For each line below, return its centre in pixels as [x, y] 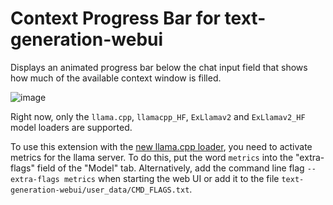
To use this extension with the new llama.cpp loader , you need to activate [161, 146]
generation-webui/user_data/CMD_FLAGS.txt [100, 190]
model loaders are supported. [71, 127]
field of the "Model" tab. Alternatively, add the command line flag [170, 168]
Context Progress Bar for [115, 18]
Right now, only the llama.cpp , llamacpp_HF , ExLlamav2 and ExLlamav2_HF [158, 116]
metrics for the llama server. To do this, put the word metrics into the [152, 157]
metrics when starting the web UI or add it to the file [171, 178]
